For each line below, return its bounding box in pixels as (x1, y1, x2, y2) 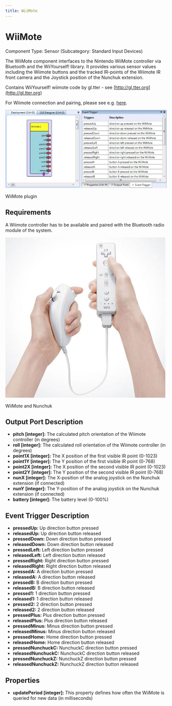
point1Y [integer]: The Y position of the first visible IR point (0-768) (12, 458, 155, 465)
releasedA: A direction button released (12, 574, 96, 580)
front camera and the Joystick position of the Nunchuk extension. (5, 74, 144, 80)
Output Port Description (5, 417, 83, 426)
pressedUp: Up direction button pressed (12, 525, 99, 531)
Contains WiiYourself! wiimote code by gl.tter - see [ (5, 84, 116, 90)
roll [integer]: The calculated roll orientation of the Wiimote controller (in (12, 442, 166, 448)
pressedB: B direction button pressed (12, 579, 93, 586)
